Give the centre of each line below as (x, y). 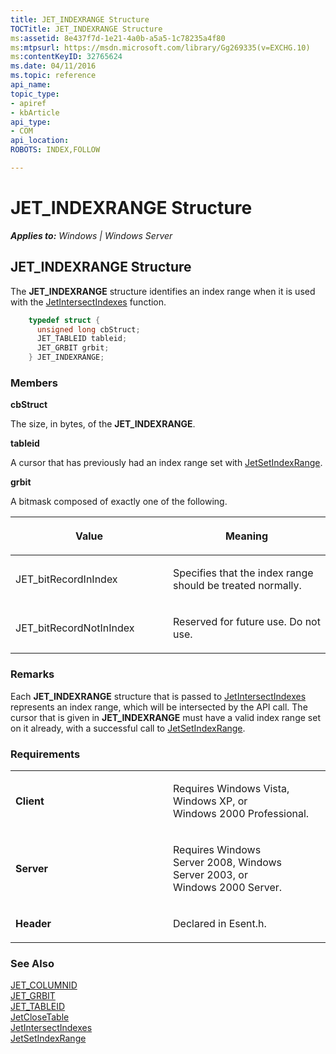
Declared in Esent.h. (220, 923)
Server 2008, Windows (228, 862)
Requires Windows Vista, (231, 788)
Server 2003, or (210, 874)
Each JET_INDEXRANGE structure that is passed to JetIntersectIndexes (158, 696)
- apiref (28, 103)
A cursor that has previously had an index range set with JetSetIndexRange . (166, 463)
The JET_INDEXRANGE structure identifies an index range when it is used (163, 291)
